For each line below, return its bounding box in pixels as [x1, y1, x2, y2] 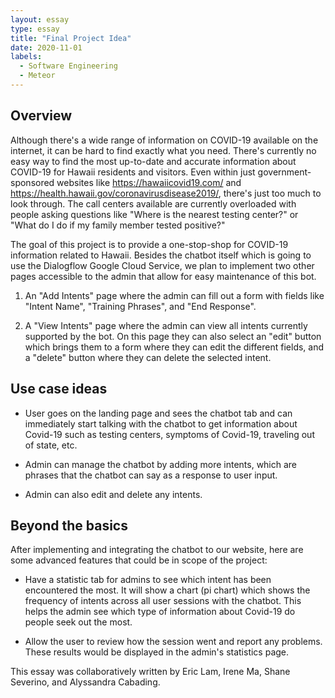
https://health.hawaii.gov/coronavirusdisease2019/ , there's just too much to [10, 187, 322, 199]
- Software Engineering [19, 61, 118, 71]
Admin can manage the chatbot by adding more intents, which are [24, 458, 298, 470]
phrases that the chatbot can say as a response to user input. [24, 469, 278, 481]
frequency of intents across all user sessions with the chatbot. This [24, 595, 302, 607]
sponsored [10, 176, 55, 188]
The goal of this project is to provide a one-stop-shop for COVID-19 [10, 238, 289, 250]
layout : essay [10, 14, 70, 25]
